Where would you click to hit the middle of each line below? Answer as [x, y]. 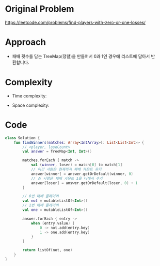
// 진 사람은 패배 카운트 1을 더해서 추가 [67, 178]
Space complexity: [31, 105]
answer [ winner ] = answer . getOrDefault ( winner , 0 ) [82, 174]
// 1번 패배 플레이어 [41, 206]
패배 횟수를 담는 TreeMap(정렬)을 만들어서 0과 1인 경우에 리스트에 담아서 [81, 56]
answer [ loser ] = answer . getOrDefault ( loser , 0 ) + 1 [84, 183]
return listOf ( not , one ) [48, 250]
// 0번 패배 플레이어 [41, 196]
